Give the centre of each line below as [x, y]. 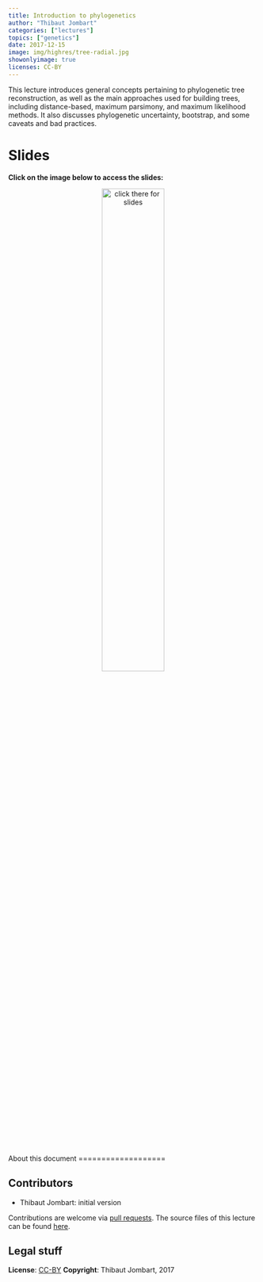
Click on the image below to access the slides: [86, 177]
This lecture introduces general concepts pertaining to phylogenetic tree [127, 90]
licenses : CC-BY [35, 67]
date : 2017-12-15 [37, 45]
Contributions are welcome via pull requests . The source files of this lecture [132, 1218]
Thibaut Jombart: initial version [70, 1202]
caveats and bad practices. [53, 123]
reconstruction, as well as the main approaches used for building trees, [124, 98]
